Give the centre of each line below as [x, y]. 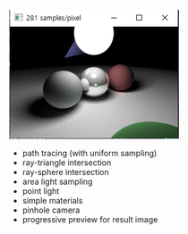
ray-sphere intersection [65, 172]
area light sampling [57, 181]
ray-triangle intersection [67, 163]
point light [41, 191]
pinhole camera [51, 210]
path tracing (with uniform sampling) [90, 153]
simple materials [52, 201]
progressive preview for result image [90, 219]
